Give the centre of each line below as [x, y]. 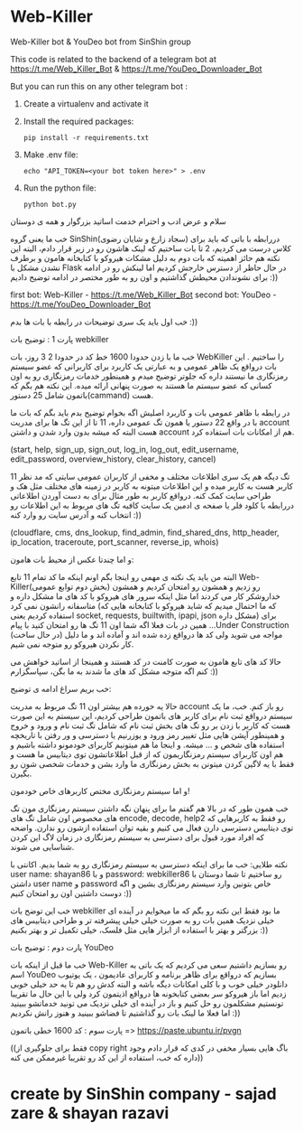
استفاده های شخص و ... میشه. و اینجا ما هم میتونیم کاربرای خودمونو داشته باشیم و [147, 744]
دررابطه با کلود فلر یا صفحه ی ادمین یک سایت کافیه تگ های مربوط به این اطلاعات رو [152, 505]
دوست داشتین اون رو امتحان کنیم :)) [71, 893]
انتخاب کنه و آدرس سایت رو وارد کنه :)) [76, 515]
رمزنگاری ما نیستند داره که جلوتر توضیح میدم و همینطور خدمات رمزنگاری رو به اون [149, 376]
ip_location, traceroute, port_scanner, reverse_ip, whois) [115, 542]
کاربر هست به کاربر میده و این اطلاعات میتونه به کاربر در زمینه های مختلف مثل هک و [152, 486]
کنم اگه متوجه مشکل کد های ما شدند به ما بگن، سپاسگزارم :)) [115, 671]
